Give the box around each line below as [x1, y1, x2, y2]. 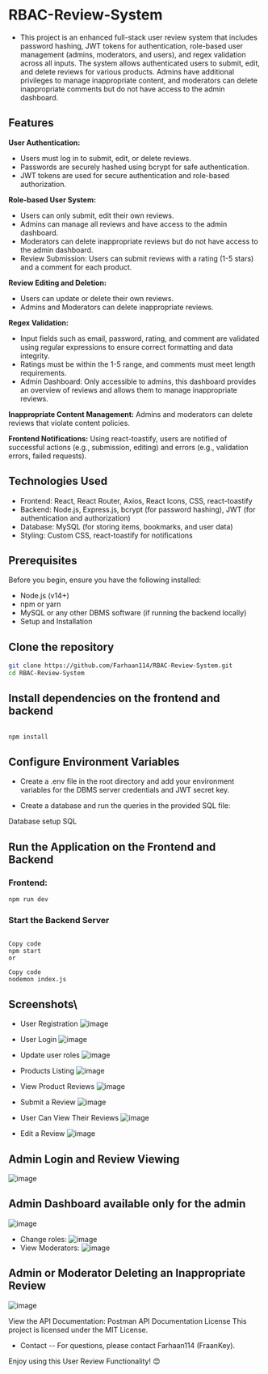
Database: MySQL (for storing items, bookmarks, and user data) [19, 521, 233, 531]
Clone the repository [8, 640, 115, 653]
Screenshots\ [8, 998, 78, 1011]
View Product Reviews [19, 1082, 95, 1091]
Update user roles [19, 1050, 81, 1060]
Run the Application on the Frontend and [8, 840, 216, 853]
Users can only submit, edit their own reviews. [19, 211, 174, 220]
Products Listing [19, 1066, 75, 1076]
